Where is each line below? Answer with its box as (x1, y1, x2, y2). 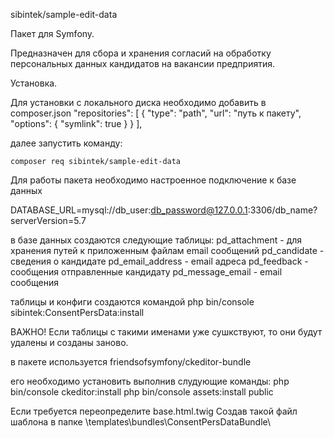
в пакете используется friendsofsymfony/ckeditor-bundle (10, 356, 252, 368)
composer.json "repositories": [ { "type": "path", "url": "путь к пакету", (10, 107, 302, 119)
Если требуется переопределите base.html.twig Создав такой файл (10, 405, 298, 417)
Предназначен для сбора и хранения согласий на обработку (10, 47, 272, 59)
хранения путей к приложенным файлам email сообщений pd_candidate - (10, 245, 325, 256)
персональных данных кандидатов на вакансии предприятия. (10, 58, 275, 69)
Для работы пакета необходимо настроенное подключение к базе (10, 174, 297, 186)
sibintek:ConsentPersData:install (10, 307, 145, 318)
